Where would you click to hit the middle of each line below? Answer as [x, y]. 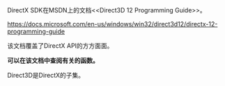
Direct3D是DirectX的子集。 [46, 75]
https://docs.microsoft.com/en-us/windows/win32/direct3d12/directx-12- [113, 24]
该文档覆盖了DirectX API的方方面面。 [60, 46]
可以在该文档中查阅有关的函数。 [53, 60]
